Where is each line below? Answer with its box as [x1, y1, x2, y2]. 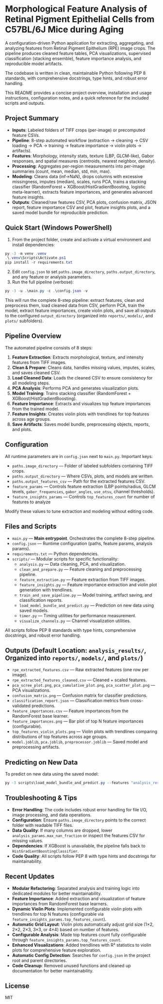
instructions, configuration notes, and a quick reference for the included [5, 95, 149, 100]
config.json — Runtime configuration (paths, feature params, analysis [12, 540, 153, 546]
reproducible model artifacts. [5, 61, 63, 66]
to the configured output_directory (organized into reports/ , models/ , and [5, 313, 153, 319]
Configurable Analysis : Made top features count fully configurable [12, 932, 147, 938]
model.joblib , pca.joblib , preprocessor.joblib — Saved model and [12, 739, 148, 745]
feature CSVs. [12, 132, 40, 138]
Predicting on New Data [5, 758, 78, 766]
